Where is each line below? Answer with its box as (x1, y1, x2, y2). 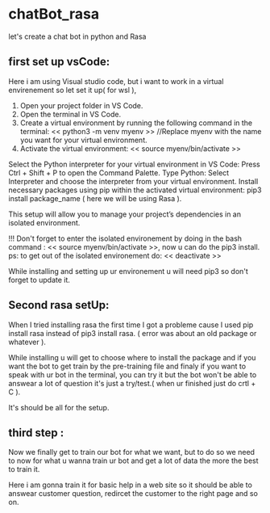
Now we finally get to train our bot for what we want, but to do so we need (8, 448, 255, 457)
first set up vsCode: (8, 55, 110, 69)
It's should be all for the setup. (8, 402, 110, 412)
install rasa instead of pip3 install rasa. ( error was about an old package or (8, 328, 257, 338)
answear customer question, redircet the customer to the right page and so (8, 489, 258, 498)
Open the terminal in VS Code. (19, 109, 122, 119)
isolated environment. (8, 217, 81, 227)
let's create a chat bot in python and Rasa (8, 32, 147, 41)
